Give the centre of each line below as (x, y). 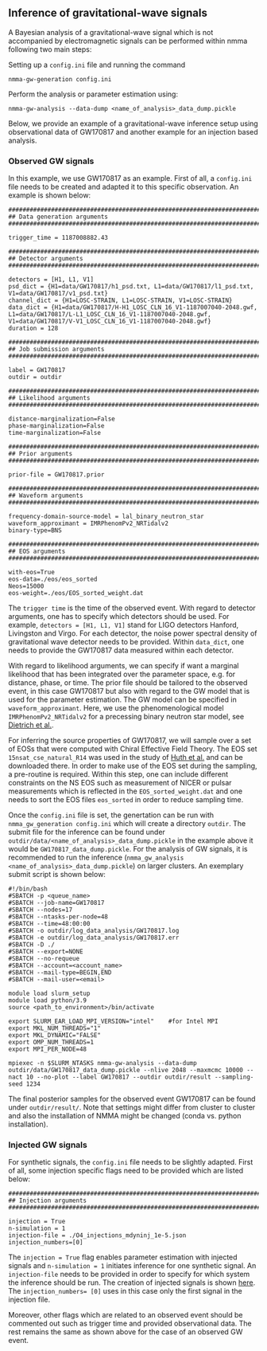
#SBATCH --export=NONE (46, 952)
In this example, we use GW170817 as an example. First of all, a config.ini (130, 178)
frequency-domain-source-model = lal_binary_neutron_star (106, 517)
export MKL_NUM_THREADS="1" (55, 1028)
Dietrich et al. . (31, 725)
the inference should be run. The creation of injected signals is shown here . (132, 1282)
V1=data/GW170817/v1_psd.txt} (58, 294)
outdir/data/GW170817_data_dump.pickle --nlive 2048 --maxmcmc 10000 (126, 1071)
